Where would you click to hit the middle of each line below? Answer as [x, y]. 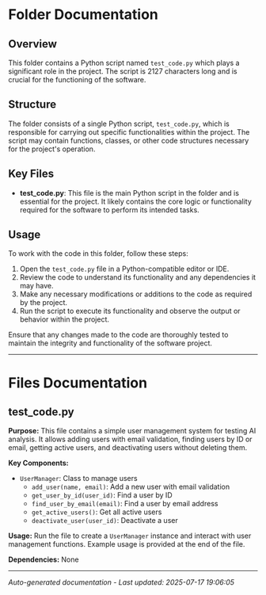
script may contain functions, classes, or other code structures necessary [129, 140]
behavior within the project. [64, 319]
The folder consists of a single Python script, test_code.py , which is [119, 124]
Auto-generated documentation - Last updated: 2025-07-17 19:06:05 [122, 582]
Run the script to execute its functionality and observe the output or [130, 311]
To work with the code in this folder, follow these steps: [98, 254]
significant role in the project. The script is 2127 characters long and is [123, 71]
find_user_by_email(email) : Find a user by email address [125, 504]
